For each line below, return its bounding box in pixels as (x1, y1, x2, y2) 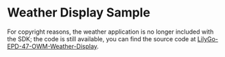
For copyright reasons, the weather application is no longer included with (7, 27, 214, 36)
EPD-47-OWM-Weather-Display (7, 42, 97, 50)
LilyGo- (197, 34, 218, 43)
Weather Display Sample (7, 5, 151, 21)
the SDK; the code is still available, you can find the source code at (7, 34, 196, 43)
